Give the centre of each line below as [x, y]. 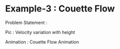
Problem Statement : [26, 22]
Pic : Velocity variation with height [40, 32]
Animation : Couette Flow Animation [42, 42]
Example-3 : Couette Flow [60, 9]
